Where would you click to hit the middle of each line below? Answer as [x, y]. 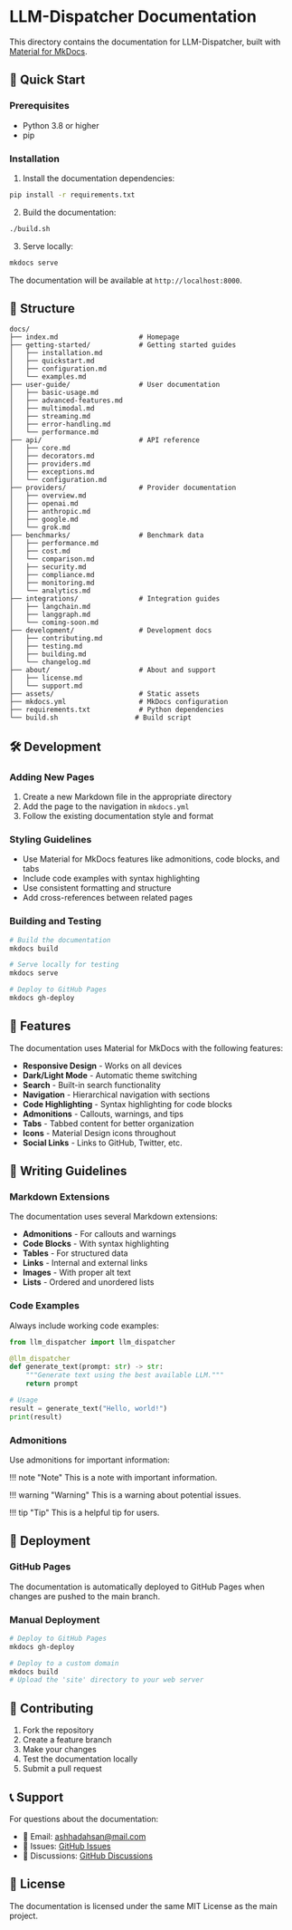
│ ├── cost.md [40, 551]
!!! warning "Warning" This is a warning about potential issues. [125, 1495]
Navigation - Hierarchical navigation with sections [116, 1095]
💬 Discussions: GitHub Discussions [88, 1856]
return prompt [52, 1384]
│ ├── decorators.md [52, 456]
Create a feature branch [67, 1740]
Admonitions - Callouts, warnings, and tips [103, 1114]
